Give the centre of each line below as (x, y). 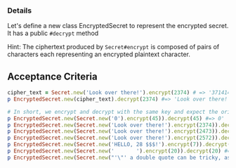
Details (20, 11)
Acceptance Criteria (52, 76)
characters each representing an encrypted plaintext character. (99, 54)
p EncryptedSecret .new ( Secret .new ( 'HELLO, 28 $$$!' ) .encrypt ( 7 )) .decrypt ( (119, 145)
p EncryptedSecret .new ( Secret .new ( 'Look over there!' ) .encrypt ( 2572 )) (113, 138)
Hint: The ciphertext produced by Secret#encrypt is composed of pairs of (113, 47)
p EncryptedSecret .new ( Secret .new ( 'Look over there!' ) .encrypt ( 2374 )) (113, 125)
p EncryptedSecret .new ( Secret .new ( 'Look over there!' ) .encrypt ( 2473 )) (113, 131)
